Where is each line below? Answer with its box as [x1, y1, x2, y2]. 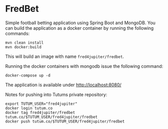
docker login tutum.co [5, 105, 53, 111]
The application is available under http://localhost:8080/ [5, 82, 122, 88]
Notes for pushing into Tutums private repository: [5, 91, 107, 97]
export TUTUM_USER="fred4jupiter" [5, 101, 78, 106]
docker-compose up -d [5, 73, 51, 78]
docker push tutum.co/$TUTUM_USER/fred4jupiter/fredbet [5, 119, 125, 124]
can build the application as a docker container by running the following [5, 25, 154, 31]
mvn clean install [5, 40, 44, 45]
